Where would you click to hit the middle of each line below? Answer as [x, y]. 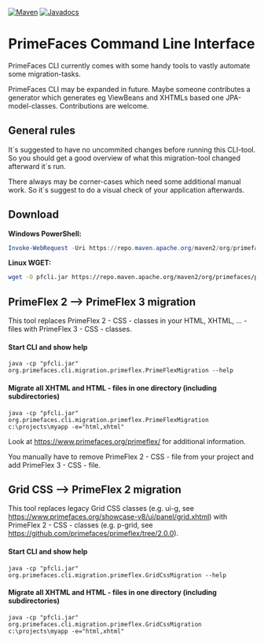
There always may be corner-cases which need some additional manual [125, 182]
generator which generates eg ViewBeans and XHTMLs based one [116, 97]
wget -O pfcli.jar [38, 277]
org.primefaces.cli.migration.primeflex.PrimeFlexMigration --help [121, 371]
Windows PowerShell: [45, 233]
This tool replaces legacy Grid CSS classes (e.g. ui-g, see [101, 509]
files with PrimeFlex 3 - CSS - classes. [70, 329]
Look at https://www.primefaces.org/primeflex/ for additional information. [127, 441]
